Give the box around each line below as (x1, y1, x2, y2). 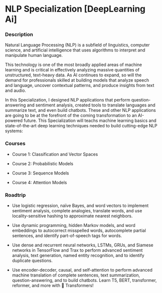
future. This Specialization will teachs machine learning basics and (23, 118, 157, 123)
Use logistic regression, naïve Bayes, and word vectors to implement (12, 203, 149, 208)
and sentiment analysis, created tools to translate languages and (27, 102, 156, 108)
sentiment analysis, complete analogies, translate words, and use (12, 208, 143, 214)
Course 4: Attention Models (12, 179, 67, 185)
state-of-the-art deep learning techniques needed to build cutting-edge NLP (5, 123, 158, 129)
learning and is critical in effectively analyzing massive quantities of (5, 67, 140, 73)
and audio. (5, 87, 27, 93)
